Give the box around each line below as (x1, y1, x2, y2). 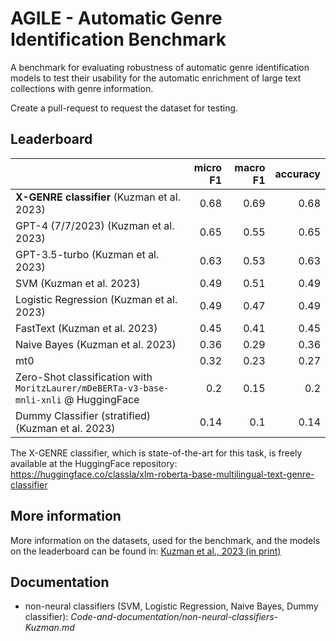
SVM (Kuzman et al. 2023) (15, 276, 141, 290)
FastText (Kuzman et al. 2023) (15, 321, 158, 335)
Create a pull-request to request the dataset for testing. (10, 102, 239, 114)
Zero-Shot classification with (15, 370, 153, 384)
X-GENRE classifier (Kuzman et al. (15, 190, 181, 204)
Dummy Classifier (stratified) (15, 408, 152, 422)
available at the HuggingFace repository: (10, 457, 178, 469)
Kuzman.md (24, 622, 75, 634)
